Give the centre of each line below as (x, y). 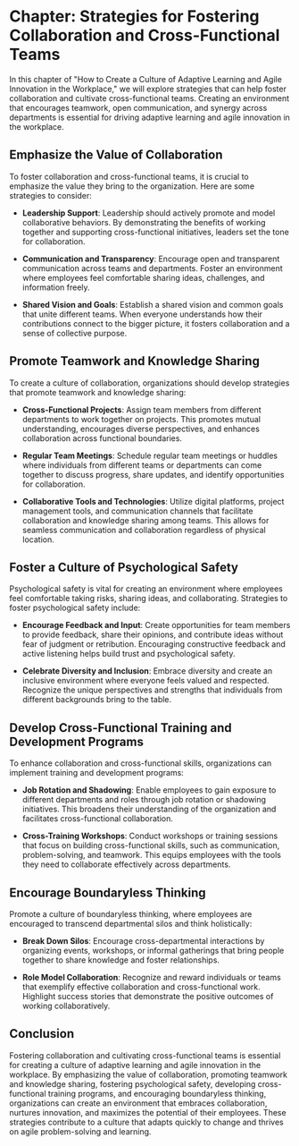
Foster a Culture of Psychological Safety (124, 567)
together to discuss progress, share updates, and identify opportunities (153, 474)
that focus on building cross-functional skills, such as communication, (151, 845)
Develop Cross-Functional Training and (120, 728)
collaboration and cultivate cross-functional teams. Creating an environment (149, 98)
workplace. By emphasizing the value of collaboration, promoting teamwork (149, 1074)
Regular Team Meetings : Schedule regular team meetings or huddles (150, 455)
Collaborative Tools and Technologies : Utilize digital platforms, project (153, 501)
